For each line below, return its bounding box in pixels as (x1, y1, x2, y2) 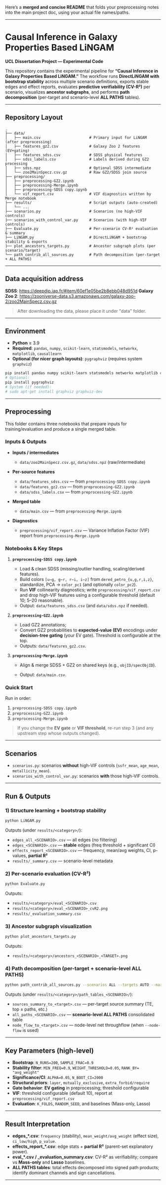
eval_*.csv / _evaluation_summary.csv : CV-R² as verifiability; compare (12, 1154, 158, 1160)
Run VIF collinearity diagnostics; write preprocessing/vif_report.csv (19, 587, 161, 593)
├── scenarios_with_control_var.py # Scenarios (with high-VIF (5, 218, 147, 223)
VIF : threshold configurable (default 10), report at (12, 1090, 113, 1096)
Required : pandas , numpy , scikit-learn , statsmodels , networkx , (12, 345, 138, 351)
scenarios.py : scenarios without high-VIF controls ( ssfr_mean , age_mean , (12, 763, 159, 769)
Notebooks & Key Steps (5, 545, 63, 552)
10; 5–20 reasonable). (19, 597, 64, 604)
